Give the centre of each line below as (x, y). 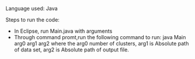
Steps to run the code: (33, 20)
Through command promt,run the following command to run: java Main (100, 37)
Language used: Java (32, 8)
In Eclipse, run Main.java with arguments (63, 31)
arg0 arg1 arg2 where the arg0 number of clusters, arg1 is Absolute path (101, 44)
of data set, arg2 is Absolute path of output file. (71, 50)
